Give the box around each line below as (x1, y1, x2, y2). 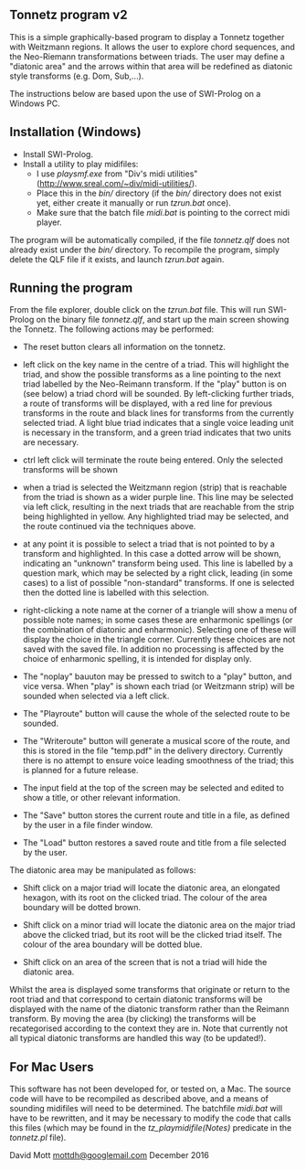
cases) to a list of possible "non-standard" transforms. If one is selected (22, 578, 295, 589)
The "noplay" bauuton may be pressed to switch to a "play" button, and (22, 671, 292, 682)
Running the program (9, 281, 133, 296)
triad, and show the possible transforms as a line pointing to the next (22, 369, 281, 380)
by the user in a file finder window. (22, 820, 153, 831)
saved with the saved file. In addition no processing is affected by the (22, 643, 285, 654)
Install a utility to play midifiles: (22, 158, 139, 169)
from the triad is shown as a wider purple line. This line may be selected (22, 492, 294, 503)
